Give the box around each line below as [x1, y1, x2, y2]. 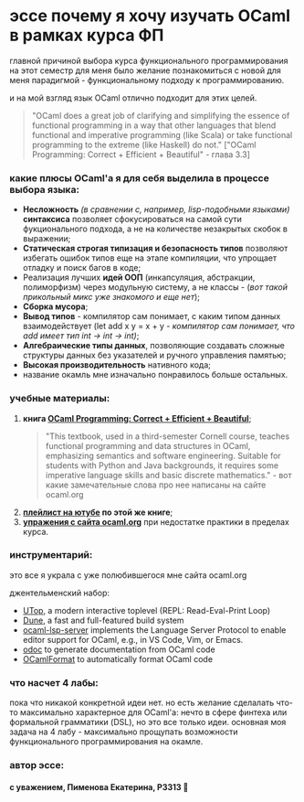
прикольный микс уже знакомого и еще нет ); [22, 292, 201, 303]
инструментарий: [9, 549, 93, 561]
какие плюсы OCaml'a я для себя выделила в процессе [9, 171, 269, 184]
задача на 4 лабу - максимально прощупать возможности [9, 726, 238, 737]
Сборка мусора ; [22, 301, 89, 312]
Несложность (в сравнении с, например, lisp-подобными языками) [22, 204, 290, 215]
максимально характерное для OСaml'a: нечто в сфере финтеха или [19, 707, 288, 718]
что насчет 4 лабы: [9, 676, 99, 689]
